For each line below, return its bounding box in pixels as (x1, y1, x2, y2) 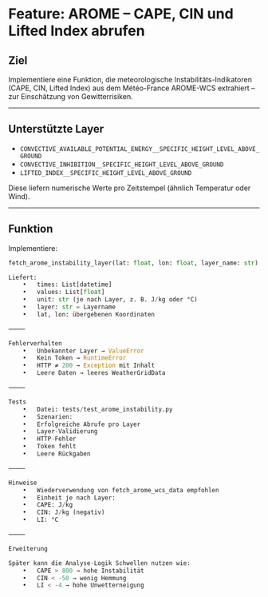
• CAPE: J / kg (22, 501, 73, 509)
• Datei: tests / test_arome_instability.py (22, 405, 173, 413)
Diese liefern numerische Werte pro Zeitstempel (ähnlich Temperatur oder (8, 183, 251, 193)
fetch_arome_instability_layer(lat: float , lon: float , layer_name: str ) (8, 259, 259, 267)
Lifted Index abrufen (8, 22, 145, 40)
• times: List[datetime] (22, 281, 112, 289)
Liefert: (8, 273, 37, 281)
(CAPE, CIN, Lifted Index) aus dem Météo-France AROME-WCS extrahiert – (8, 83, 255, 93)
